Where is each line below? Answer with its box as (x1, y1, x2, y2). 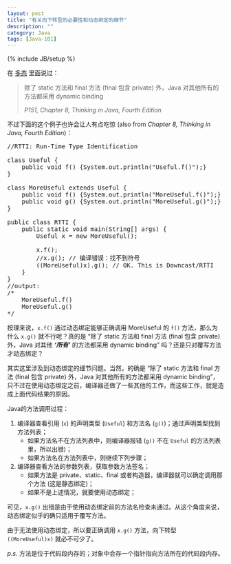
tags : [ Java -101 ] (7, 36, 57, 43)
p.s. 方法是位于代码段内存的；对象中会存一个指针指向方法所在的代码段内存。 (7, 550, 224, 558)
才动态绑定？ (7, 350, 43, 358)
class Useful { (7, 157, 58, 164)
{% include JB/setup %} (7, 54, 76, 63)
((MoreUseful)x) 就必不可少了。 (7, 535, 98, 543)
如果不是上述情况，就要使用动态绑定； (27, 488, 136, 496)
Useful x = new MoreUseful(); (36, 232, 138, 240)
